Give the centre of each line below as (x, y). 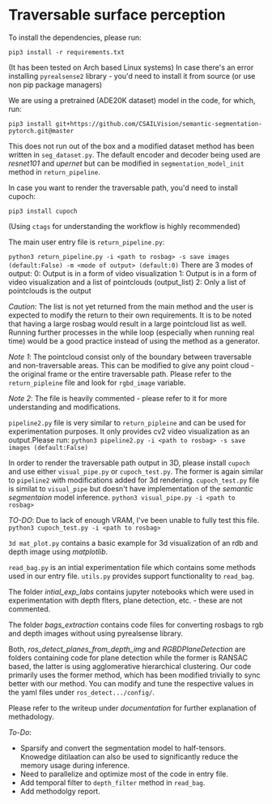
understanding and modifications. (65, 407)
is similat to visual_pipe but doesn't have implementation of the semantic (131, 488)
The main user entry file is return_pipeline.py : (87, 242)
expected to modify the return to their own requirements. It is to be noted (130, 315)
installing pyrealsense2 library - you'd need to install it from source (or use (132, 76)
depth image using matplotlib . (58, 551)
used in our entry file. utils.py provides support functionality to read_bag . (132, 576)
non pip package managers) (55, 84)
